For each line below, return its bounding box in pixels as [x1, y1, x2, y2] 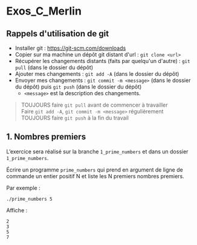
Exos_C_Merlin [6, 4, 82, 18]
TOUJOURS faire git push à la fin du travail [21, 114, 129, 121]
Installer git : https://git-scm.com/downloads [15, 44, 126, 52]
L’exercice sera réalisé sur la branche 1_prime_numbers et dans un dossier [6, 147, 189, 155]
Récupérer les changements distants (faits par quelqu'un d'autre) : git [15, 58, 190, 64]
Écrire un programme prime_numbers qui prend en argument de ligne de [6, 166, 183, 173]
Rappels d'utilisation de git [6, 29, 109, 39]
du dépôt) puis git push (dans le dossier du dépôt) [15, 83, 142, 90]
